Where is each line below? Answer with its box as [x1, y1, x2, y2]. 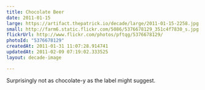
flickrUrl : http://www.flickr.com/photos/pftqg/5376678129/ [6, 32, 164, 38]
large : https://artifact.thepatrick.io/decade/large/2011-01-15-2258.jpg [6, 20, 199, 26]
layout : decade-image [6, 54, 62, 61]
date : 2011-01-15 [6, 15, 51, 21]
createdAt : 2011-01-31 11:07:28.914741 [6, 43, 109, 50]
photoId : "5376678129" [6, 37, 64, 43]
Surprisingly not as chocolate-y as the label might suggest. [6, 77, 156, 84]
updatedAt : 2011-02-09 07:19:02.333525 [6, 49, 109, 55]
